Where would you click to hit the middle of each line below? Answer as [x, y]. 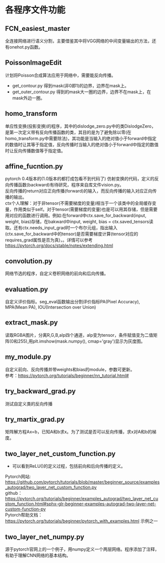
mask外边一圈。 [28, 98]
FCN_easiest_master [38, 28]
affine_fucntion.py [34, 167]
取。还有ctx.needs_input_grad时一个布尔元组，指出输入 [61, 228]
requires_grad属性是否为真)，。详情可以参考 [49, 240]
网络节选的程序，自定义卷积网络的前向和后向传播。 [57, 273]
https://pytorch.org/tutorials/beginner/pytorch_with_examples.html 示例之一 [82, 521]
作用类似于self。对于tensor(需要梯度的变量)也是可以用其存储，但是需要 [86, 210]
